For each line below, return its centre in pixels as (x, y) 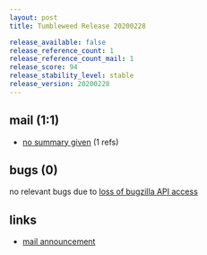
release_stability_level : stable (72, 76)
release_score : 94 (43, 67)
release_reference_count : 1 (62, 50)
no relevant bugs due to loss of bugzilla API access (104, 192)
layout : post (34, 18)
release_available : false (57, 42)
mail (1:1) (34, 121)
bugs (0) (34, 170)
